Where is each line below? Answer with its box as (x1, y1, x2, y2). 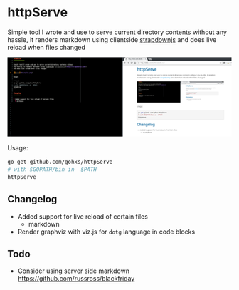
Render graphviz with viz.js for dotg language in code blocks (17, 227, 196, 236)
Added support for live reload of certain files (17, 212, 148, 221)
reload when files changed (7, 43, 85, 51)
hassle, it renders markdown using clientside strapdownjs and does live (7, 35, 217, 43)
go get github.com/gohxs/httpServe (7, 158, 113, 166)
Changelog (7, 193, 58, 205)
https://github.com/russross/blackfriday (17, 274, 135, 283)
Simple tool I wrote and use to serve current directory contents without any (7, 28, 228, 36)
